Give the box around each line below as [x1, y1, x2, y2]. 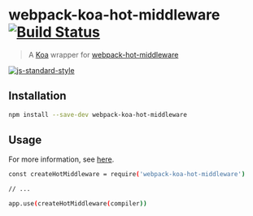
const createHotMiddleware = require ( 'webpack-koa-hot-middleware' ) [8, 171, 246, 179]
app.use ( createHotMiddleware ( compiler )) [8, 200, 148, 208]
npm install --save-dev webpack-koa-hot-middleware [8, 110, 187, 119]
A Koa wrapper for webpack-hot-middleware [28, 50, 179, 59]
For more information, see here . [8, 154, 115, 164]
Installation [8, 89, 67, 103]
